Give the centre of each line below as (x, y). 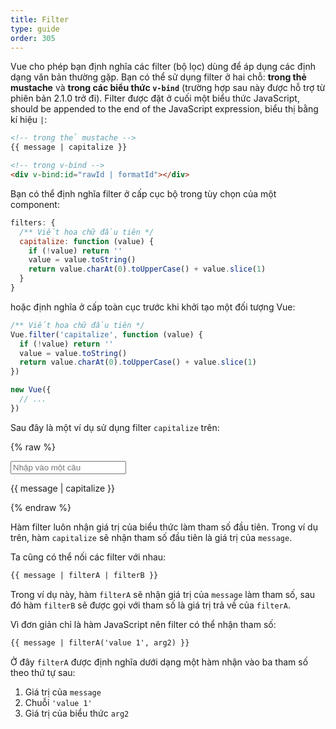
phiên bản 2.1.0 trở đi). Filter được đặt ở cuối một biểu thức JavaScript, (155, 98)
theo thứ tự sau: (43, 672)
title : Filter (40, 19)
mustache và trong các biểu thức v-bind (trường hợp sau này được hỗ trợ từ (168, 88)
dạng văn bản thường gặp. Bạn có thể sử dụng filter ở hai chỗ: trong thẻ (158, 77)
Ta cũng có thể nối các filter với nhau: (88, 557)
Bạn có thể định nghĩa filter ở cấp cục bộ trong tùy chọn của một (143, 193)
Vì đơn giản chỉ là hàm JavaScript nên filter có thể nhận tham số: (143, 624)
